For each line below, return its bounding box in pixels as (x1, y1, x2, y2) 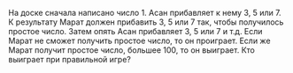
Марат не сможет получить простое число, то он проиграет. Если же (8, 35, 271, 46)
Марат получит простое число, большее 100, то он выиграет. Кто (8, 45, 256, 55)
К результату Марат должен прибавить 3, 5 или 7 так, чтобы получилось (8, 17, 284, 27)
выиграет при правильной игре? (8, 55, 132, 64)
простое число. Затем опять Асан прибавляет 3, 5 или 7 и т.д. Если (8, 26, 263, 36)
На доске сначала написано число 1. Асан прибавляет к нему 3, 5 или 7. (8, 8, 281, 18)
